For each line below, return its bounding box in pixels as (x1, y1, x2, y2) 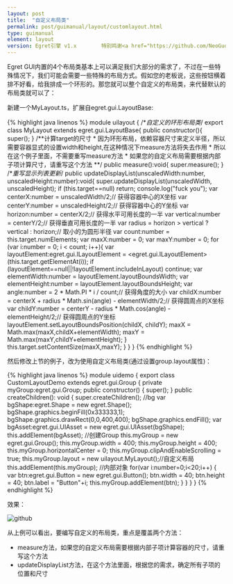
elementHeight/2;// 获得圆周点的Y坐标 (7, 313, 116, 321)
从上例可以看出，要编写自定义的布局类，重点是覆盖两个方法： (7, 528, 184, 537)
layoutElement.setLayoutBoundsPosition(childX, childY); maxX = (7, 321, 191, 329)
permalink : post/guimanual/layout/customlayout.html (7, 23, 163, 30)
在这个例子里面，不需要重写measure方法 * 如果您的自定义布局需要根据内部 (7, 152, 221, 160)
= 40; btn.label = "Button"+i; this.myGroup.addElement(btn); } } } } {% (7, 478, 207, 487)
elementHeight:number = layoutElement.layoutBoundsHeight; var (7, 280, 193, 287)
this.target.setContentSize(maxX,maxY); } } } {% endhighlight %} (7, 342, 193, 351)
